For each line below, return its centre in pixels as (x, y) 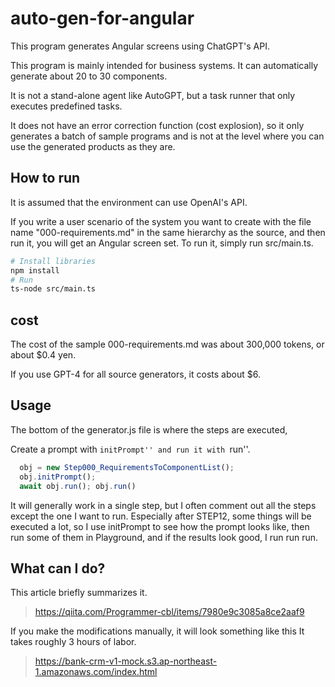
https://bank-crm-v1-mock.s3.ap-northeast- (126, 661)
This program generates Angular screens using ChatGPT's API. (140, 46)
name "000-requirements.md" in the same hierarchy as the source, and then (168, 232)
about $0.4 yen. (43, 355)
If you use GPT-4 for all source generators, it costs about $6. (135, 374)
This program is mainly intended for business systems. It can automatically (164, 65)
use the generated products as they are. (93, 146)
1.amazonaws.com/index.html (96, 672)
